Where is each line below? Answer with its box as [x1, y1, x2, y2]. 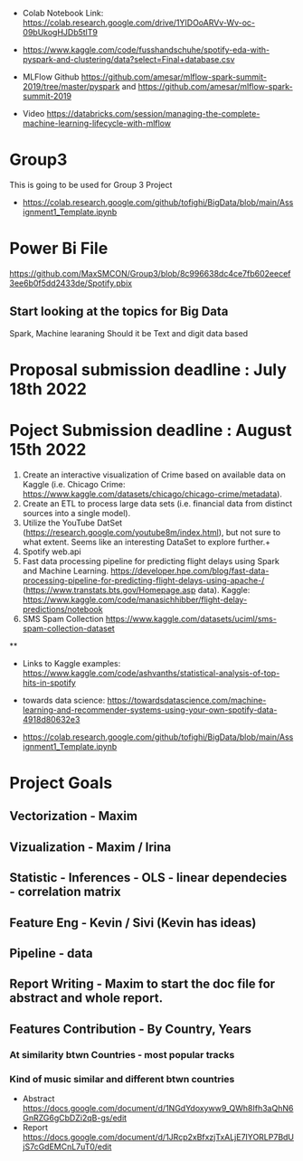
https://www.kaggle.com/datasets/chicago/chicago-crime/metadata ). [22, 488, 283, 499]
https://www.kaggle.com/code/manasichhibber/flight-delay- [22, 594, 248, 605]
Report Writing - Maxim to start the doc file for [9, 977, 276, 992]
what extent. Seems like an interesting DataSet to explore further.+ [22, 536, 271, 547]
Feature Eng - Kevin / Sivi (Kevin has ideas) [9, 915, 257, 930]
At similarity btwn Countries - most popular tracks [9, 1048, 235, 1061]
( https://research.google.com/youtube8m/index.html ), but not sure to [22, 526, 281, 537]
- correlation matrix [9, 884, 122, 900]
